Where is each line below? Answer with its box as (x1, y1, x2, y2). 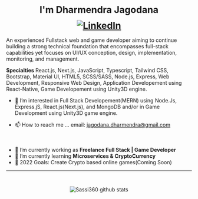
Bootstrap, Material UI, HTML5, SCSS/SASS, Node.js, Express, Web (6, 73, 170, 80)
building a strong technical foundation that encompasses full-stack (6, 43, 169, 50)
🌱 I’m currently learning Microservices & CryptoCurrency (14, 152, 156, 160)
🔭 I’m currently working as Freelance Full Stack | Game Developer (14, 147, 177, 154)
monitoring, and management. (6, 55, 80, 62)
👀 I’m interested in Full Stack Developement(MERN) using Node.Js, (14, 97, 177, 104)
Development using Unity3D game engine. (14, 110, 118, 117)
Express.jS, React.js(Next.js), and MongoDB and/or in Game (14, 103, 160, 111)
